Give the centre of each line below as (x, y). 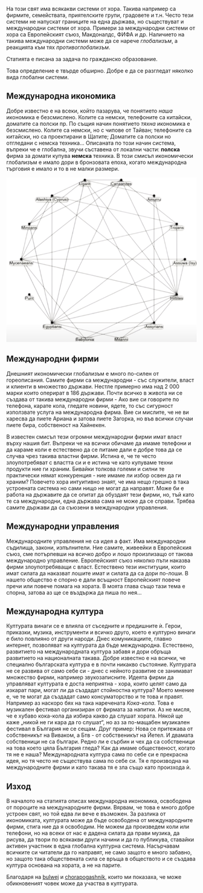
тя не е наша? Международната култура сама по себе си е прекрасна (97, 754)
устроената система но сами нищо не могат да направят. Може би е (95, 488)
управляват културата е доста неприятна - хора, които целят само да (97, 684)
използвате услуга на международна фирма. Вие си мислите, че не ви (98, 412)
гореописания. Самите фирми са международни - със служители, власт (100, 380)
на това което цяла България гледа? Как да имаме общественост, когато (101, 748)
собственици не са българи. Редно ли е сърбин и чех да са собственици (101, 742)
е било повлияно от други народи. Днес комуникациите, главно (89, 639)
